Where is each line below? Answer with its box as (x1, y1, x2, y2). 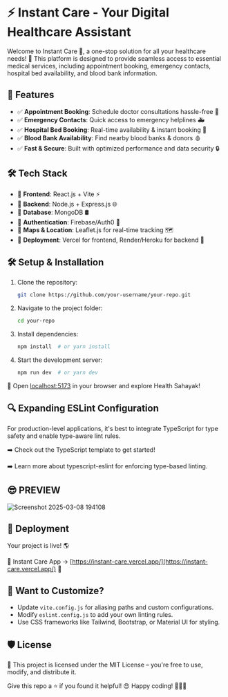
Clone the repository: (17, 278, 78, 287)
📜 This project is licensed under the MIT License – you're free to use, (7, 660, 203, 669)
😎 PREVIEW (7, 484, 61, 497)
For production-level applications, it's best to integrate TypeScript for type (7, 424, 219, 432)
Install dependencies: (17, 330, 79, 338)
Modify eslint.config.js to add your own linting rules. (17, 611, 173, 619)
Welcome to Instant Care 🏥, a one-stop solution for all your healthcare (7, 47, 206, 55)
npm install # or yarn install (17, 343, 111, 350)
